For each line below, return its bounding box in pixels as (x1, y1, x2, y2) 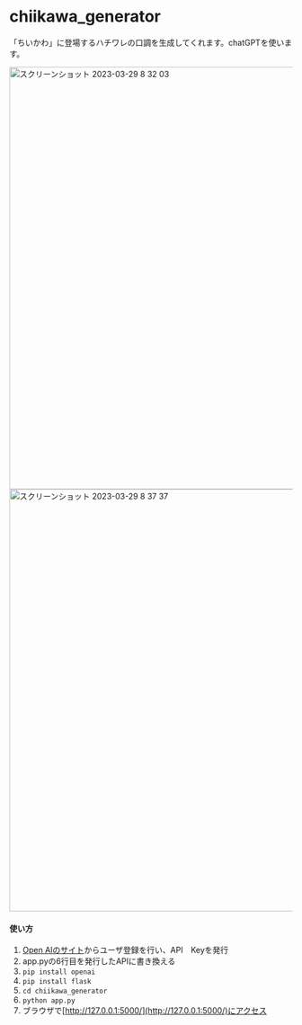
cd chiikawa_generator (22, 986, 108, 996)
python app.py (22, 996, 75, 1005)
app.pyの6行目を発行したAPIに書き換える (22, 956, 176, 967)
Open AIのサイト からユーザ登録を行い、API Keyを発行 (22, 945, 229, 956)
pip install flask (22, 977, 92, 986)
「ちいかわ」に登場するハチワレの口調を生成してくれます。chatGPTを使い (9, 37, 285, 48)
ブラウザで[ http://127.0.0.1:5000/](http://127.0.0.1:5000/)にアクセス (22, 1005, 268, 1016)
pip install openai (22, 968, 96, 976)
